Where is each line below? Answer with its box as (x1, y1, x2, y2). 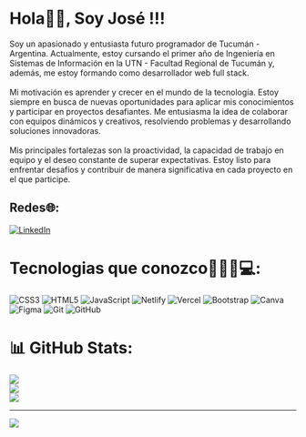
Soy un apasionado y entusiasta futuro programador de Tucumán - (9, 38, 260, 49)
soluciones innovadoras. (9, 125, 102, 136)
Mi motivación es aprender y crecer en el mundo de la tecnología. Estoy (9, 86, 280, 97)
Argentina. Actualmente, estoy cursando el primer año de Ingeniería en (9, 47, 275, 58)
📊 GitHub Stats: (9, 337, 134, 358)
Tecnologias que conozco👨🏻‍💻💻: (9, 258, 261, 279)
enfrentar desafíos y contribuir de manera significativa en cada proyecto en (9, 164, 293, 175)
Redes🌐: (9, 200, 60, 216)
